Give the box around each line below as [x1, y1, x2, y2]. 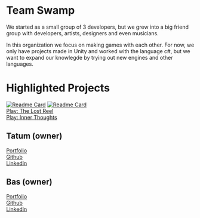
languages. [6, 60, 34, 67]
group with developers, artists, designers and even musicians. [6, 29, 159, 36]
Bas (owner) [6, 177, 53, 187]
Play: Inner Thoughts [6, 113, 58, 121]
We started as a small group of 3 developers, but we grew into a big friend [6, 23, 189, 30]
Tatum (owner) [6, 131, 63, 141]
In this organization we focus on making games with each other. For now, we [6, 41, 195, 48]
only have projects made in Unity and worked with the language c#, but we [6, 47, 190, 54]
